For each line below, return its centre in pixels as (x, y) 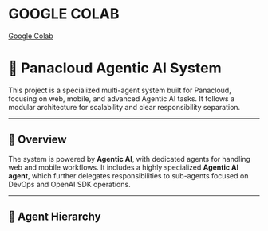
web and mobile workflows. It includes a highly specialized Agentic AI (124, 167)
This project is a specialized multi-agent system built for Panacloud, (120, 90)
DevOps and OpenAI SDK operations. (69, 184)
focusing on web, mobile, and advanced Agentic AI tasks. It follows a (122, 98)
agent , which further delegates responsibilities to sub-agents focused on (128, 175)
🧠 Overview (37, 140)
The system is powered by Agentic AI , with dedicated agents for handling (130, 159)
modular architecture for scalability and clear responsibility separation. (124, 107)
